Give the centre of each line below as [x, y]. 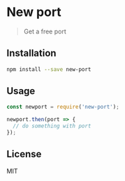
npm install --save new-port [49, 69]
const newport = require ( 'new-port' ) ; [63, 107]
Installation [31, 53]
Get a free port [45, 31]
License [24, 154]
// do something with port [52, 126]
